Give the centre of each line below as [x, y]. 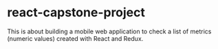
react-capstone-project [76, 13]
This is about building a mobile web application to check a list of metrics [109, 31]
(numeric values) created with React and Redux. [75, 38]
